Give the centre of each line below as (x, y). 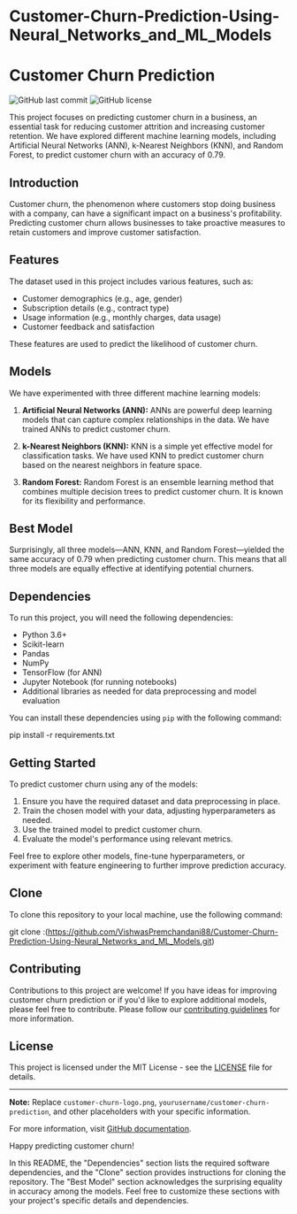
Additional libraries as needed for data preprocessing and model (139, 691)
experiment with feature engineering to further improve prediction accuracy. (148, 865)
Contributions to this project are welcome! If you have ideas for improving (143, 990)
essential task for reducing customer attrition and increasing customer (137, 127)
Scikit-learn (43, 644)
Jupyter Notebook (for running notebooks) (99, 682)
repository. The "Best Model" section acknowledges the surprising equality (146, 1182)
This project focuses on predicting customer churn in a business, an (133, 118)
